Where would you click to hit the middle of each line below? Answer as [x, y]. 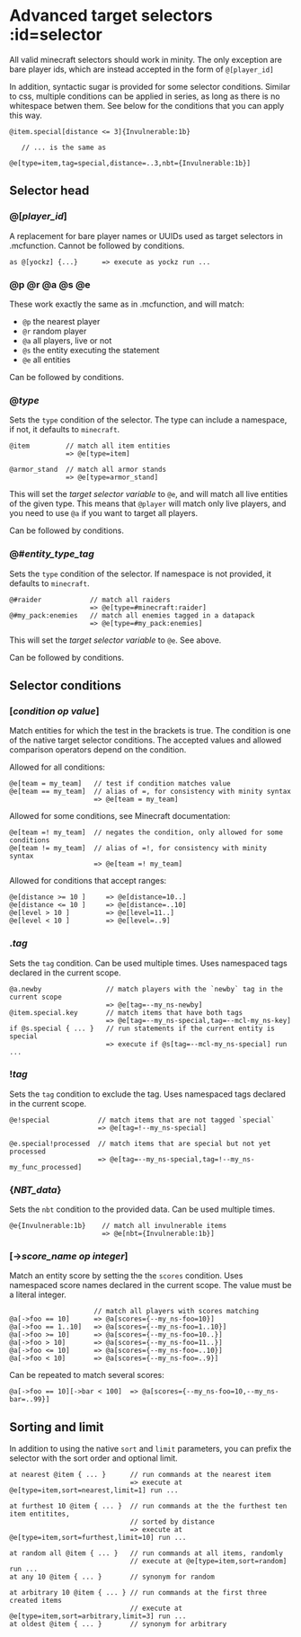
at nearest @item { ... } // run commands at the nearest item [140, 1475]
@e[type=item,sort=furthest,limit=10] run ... [98, 1538]
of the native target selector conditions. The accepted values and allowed [146, 740]
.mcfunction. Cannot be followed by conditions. [97, 245]
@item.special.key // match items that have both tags [126, 1012]
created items [36, 1601]
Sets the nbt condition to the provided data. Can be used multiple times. [142, 1209]
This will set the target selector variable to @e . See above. [115, 640]
